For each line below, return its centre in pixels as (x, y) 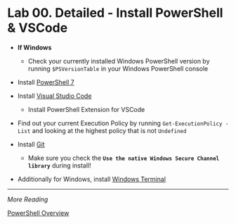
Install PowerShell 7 (46, 82)
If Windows (34, 47)
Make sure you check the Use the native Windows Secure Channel (124, 158)
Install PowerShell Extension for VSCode (86, 109)
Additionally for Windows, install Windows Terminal (92, 179)
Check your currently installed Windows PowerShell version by (119, 61)
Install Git (31, 144)
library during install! (59, 165)
